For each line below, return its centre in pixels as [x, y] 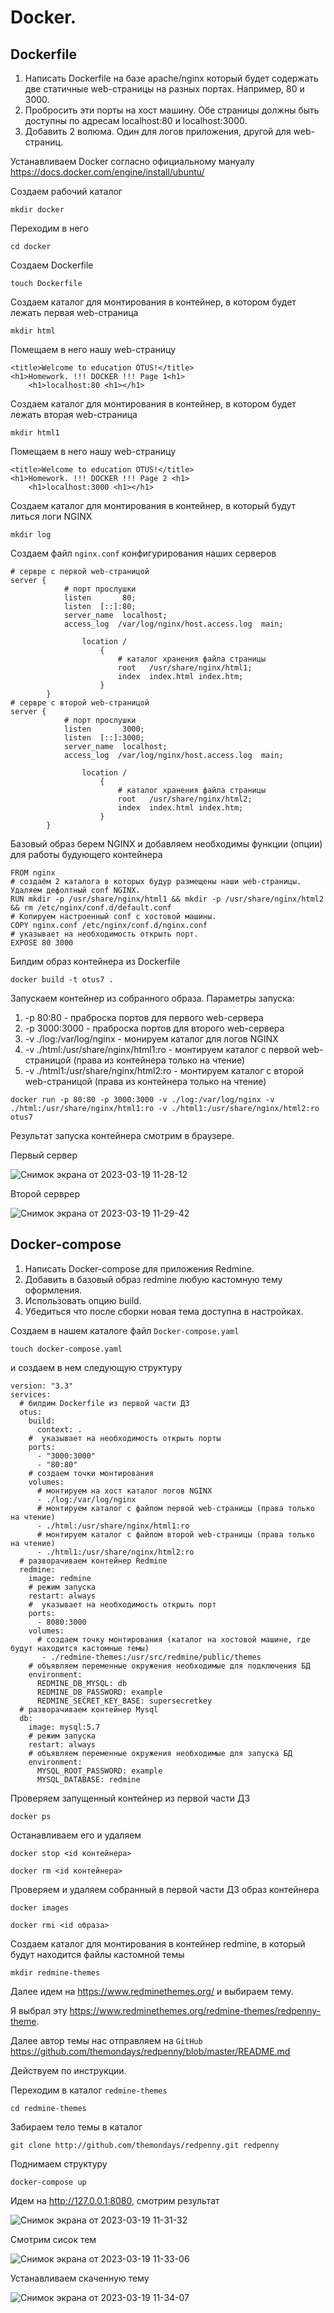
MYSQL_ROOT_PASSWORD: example [99, 1771]
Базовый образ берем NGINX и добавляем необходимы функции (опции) [166, 844]
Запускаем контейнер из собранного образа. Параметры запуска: [152, 998]
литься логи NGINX [51, 516]
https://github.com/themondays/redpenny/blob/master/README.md [150, 2051]
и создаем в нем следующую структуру [96, 1367]
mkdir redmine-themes [55, 1972]
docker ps [31, 1816]
